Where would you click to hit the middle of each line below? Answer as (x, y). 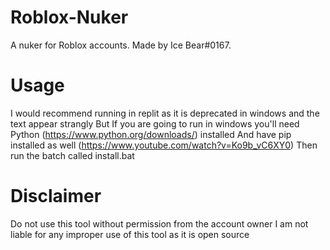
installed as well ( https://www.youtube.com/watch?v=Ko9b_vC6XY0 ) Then (164, 145)
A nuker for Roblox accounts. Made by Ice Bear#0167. (121, 45)
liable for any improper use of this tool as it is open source (130, 234)
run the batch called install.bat (72, 155)
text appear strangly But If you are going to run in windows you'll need (155, 123)
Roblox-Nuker (69, 17)
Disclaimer (56, 196)
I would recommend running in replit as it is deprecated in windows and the (165, 113)
